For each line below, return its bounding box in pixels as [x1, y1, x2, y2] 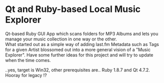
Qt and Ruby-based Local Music [5, 3, 141, 15]
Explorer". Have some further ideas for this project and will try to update [5, 51, 153, 58]
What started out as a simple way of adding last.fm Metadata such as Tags [5, 41, 159, 47]
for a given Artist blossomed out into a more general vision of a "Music [5, 46, 151, 52]
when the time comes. [5, 57, 51, 63]
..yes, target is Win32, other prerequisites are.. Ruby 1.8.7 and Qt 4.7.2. [5, 66, 150, 73]
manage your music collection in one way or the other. [5, 36, 117, 42]
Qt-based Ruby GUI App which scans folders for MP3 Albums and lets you [5, 30, 158, 36]
